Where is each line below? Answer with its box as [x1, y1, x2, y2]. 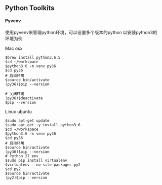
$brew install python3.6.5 [5, 55, 61, 60]
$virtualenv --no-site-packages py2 [5, 162, 81, 167]
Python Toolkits [5, 4, 55, 12]
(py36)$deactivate [5, 96, 43, 101]
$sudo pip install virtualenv [5, 158, 68, 163]
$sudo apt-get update [5, 118, 50, 123]
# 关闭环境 [5, 91, 25, 96]
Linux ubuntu [5, 109, 32, 114]
